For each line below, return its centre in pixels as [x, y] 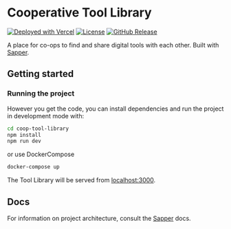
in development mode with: [46, 116]
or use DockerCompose [41, 154]
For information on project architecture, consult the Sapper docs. [99, 218]
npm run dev [24, 141]
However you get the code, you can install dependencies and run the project [115, 109]
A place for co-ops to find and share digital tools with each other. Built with [113, 45]
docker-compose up [33, 167]
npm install [24, 135]
